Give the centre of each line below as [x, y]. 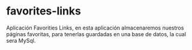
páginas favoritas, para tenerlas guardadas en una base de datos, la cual [96, 34]
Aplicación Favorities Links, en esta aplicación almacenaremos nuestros [95, 28]
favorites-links [43, 11]
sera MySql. [21, 40]
